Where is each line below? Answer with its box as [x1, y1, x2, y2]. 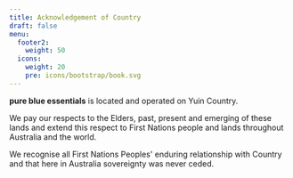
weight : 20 [25, 63, 66, 72]
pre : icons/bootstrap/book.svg [25, 71, 142, 80]
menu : [9, 29, 29, 38]
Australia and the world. [9, 131, 97, 142]
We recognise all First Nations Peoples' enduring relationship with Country [9, 149, 282, 159]
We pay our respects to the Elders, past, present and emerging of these [9, 112, 272, 123]
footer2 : [17, 37, 50, 47]
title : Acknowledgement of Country [9, 12, 142, 22]
